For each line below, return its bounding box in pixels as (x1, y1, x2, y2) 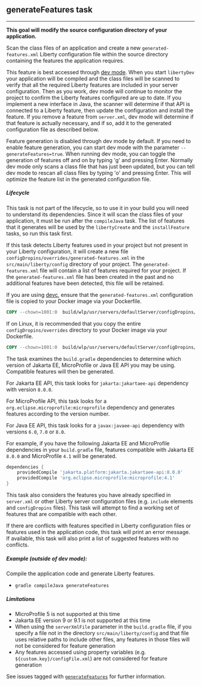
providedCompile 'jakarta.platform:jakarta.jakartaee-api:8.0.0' (17, 469, 184, 475)
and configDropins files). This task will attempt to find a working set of (6, 504, 179, 511)
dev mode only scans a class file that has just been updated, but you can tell (6, 163, 195, 170)
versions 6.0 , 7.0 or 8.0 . (6, 428, 66, 435)
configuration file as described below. (6, 126, 99, 133)
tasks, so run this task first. (6, 230, 73, 237)
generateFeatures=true (6, 151, 63, 157)
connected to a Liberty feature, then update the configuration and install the (6, 107, 193, 114)
